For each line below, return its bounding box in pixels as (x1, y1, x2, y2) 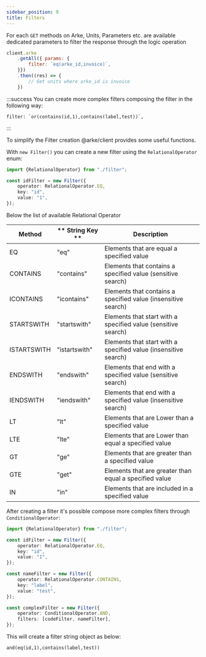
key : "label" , (17, 582, 53, 588)
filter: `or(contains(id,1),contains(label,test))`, (6, 113, 144, 120)
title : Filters (6, 15, 45, 21)
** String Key (57, 226, 99, 234)
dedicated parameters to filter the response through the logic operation (6, 38, 187, 45)
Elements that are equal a (104, 244, 178, 252)
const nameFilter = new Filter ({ (6, 571, 92, 577)
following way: (6, 102, 43, 109)
